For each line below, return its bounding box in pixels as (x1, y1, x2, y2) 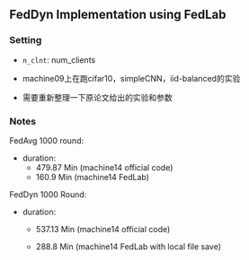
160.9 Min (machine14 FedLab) (35, 171, 150, 182)
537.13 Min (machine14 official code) (35, 223, 171, 234)
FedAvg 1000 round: (9, 134, 84, 146)
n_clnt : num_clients (22, 54, 96, 65)
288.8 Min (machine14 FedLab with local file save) (35, 241, 222, 252)
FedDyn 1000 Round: (9, 188, 87, 200)
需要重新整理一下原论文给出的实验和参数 (22, 91, 173, 102)
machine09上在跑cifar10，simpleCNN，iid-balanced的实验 (22, 73, 241, 83)
